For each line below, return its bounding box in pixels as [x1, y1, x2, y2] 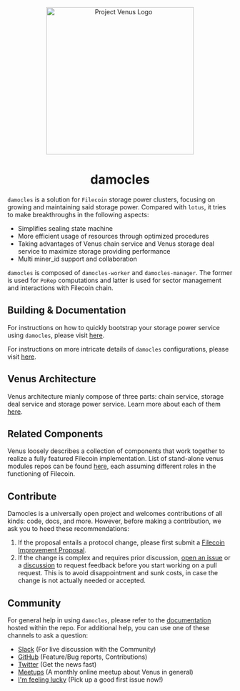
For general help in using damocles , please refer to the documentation [7, 616, 211, 625]
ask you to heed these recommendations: [7, 525, 130, 533]
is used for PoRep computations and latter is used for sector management [7, 276, 221, 284]
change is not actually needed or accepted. [17, 576, 146, 585]
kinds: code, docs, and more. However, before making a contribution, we [7, 517, 221, 525]
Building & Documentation [7, 304, 126, 317]
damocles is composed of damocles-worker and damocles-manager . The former [7, 268, 233, 277]
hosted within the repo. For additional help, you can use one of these [7, 624, 210, 632]
